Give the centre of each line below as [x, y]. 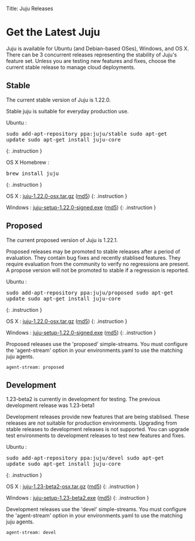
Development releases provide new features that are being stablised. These [98, 417]
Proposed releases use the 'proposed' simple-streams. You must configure [97, 344]
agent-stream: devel [31, 533]
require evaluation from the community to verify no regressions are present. [98, 264]
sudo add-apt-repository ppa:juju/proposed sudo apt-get [90, 293]
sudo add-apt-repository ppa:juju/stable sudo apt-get [87, 134]
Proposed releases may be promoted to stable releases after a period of [93, 251]
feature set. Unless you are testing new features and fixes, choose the [91, 61]
